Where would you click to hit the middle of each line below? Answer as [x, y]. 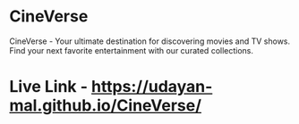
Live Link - [48, 87]
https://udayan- [152, 87]
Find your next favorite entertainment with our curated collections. [131, 50]
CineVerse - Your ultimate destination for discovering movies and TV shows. [150, 41]
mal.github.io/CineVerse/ [106, 106]
